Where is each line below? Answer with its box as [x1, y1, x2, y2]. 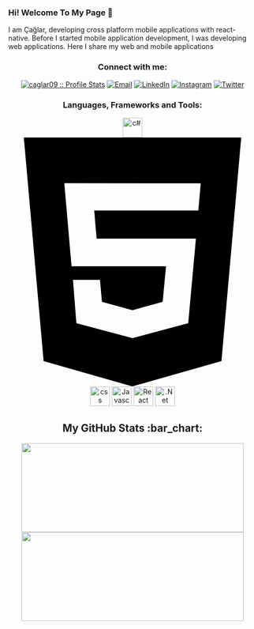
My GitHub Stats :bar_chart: [62, 422, 204, 435]
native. [8, 33, 30, 43]
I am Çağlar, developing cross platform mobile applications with [8, 25, 215, 35]
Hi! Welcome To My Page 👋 [8, 7, 113, 18]
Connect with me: [97, 62, 168, 73]
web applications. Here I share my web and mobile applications [8, 42, 215, 51]
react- [215, 25, 237, 35]
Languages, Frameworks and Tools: [62, 99, 203, 110]
